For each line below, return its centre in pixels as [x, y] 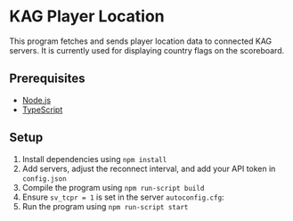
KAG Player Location [87, 16]
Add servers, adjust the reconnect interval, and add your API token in [149, 168]
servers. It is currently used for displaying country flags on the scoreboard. [147, 50]
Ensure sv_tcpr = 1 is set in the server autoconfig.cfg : [123, 197]
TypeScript [42, 110]
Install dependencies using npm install [94, 159]
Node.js [37, 100]
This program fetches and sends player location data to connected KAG [141, 41]
